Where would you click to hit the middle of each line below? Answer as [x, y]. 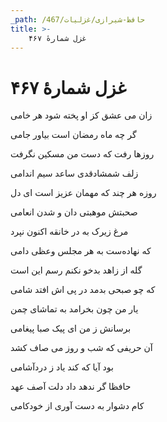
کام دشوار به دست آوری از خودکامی [77, 406]
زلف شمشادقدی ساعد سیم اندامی [74, 173]
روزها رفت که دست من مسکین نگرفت [82, 154]
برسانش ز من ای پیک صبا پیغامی [71, 328]
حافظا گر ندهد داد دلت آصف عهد [71, 387]
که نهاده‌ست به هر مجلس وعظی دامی [81, 251]
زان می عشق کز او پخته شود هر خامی [81, 115]
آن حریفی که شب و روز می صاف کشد [81, 348]
